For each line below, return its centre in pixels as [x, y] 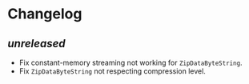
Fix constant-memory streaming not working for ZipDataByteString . [131, 62]
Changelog [45, 14]
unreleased [36, 44]
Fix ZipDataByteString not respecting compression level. [112, 71]
